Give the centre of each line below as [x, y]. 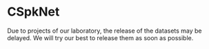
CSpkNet [33, 12]
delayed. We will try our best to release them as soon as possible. [100, 37]
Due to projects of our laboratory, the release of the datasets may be [104, 31]
